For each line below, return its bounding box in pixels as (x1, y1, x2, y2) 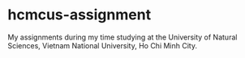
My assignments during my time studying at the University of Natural (7, 32, 238, 42)
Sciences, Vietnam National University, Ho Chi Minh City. (7, 40, 198, 50)
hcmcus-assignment (7, 6, 152, 24)
